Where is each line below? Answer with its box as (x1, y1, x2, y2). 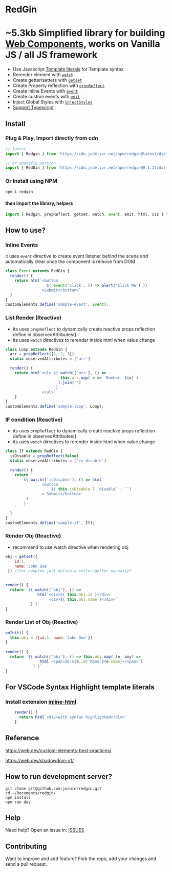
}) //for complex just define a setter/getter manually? (7, 568, 132, 573)
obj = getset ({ (5, 554, 38, 559)
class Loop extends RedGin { (5, 346, 68, 352)
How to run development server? (5, 772, 113, 781)
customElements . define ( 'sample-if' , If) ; (5, 520, 95, 526)
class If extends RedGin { (5, 449, 63, 454)
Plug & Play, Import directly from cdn (5, 135, 98, 142)
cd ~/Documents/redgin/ (5, 790, 56, 796)
